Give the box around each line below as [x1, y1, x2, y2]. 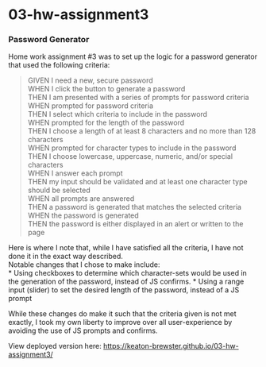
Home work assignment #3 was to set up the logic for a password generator [8, 52, 258, 61]
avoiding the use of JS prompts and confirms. [8, 326, 158, 335]
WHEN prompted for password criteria [27, 101, 153, 110]
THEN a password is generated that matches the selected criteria [27, 203, 242, 212]
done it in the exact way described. [8, 252, 123, 261]
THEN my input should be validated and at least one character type [27, 177, 248, 187]
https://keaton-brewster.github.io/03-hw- [102, 342, 240, 351]
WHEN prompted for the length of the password [27, 118, 185, 128]
